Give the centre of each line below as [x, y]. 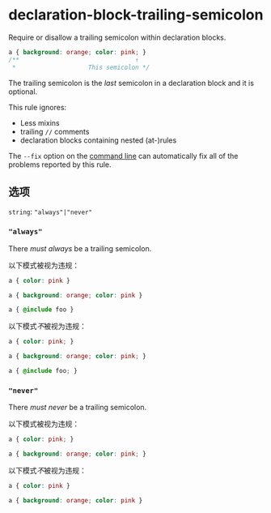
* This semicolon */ [81, 67]
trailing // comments [55, 131]
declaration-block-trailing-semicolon [136, 15]
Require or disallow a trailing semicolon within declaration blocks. [117, 37]
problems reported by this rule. [60, 165]
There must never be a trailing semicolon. [78, 408]
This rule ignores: [38, 107]
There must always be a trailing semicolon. [80, 248]
